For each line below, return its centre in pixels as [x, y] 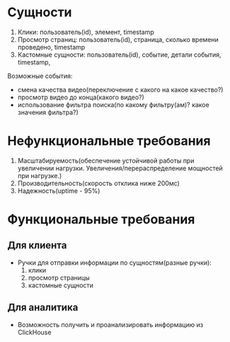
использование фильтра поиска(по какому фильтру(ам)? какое [114, 104]
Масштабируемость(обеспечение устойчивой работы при [106, 160]
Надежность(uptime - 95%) [59, 191]
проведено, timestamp [51, 47]
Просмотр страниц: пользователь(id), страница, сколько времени [118, 39]
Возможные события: [40, 76]
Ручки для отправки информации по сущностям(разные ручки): [115, 263]
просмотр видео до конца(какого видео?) [81, 97]
